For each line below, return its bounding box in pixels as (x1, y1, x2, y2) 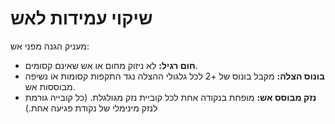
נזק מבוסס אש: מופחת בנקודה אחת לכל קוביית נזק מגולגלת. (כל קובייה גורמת (24, 91, 317, 103)
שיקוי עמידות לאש (10, 7, 153, 30)
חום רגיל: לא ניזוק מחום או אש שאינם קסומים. (24, 59, 198, 71)
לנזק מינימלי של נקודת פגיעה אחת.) (24, 102, 158, 114)
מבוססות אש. (24, 80, 76, 92)
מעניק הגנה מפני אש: (10, 40, 90, 52)
